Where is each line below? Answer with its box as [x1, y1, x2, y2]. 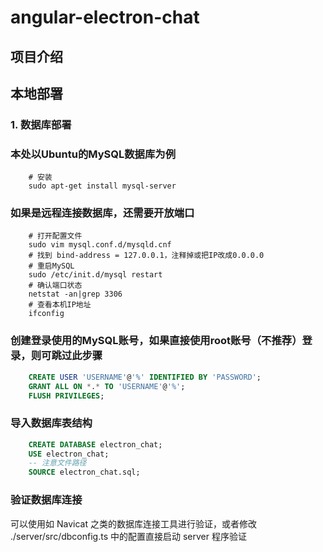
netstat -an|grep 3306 [28, 289, 123, 300]
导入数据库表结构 [10, 416, 93, 430]
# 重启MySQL [28, 261, 75, 271]
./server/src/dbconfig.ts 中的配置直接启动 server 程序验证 [10, 530, 247, 542]
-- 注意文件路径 [28, 458, 87, 468]
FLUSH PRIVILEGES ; [28, 391, 105, 401]
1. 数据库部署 [10, 117, 72, 131]
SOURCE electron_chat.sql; [28, 467, 141, 478]
